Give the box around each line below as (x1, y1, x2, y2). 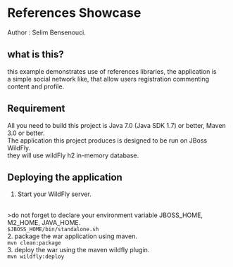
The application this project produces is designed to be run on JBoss (7, 136, 208, 145)
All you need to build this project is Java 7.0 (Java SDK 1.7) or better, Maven (7, 121, 227, 129)
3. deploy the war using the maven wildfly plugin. (7, 246, 150, 254)
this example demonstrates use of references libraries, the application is (7, 67, 217, 75)
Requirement (7, 103, 65, 115)
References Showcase (7, 5, 141, 21)
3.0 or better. (7, 129, 45, 137)
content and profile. (7, 82, 65, 91)
